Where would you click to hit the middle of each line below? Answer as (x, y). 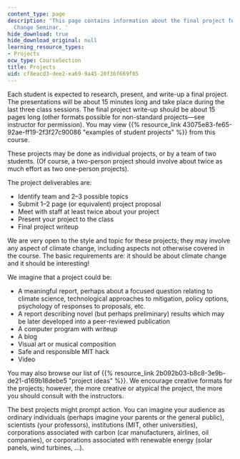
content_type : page (36, 14)
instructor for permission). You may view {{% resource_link (94, 124)
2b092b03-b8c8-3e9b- (191, 373)
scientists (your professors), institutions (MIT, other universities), (102, 425)
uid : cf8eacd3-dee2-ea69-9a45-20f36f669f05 (73, 74)
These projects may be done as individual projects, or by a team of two (112, 153)
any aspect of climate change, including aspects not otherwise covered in (116, 248)
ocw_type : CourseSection (44, 61)
